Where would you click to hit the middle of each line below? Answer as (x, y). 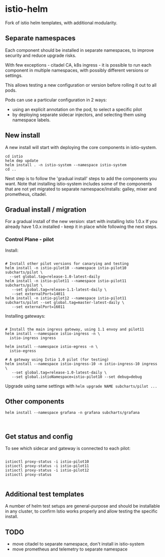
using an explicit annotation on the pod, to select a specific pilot (77, 109)
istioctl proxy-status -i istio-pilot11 (47, 466)
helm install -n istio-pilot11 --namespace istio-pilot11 (66, 281)
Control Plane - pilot (30, 239)
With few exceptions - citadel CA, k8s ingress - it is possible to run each (78, 65)
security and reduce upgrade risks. (41, 55)
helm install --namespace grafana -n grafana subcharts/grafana (72, 413)
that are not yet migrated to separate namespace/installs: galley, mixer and (81, 189)
